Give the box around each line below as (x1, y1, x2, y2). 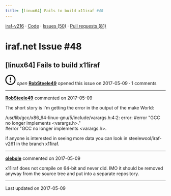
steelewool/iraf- (128, 135, 162, 141)
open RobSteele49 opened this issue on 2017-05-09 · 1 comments (16, 80, 157, 86)
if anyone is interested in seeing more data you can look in (5, 135, 128, 141)
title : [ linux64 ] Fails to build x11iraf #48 (5, 8, 103, 13)
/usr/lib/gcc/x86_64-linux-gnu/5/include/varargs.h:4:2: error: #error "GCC (5, 115, 160, 121)
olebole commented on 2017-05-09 (5, 155, 80, 161)
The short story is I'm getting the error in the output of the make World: (5, 104, 154, 110)
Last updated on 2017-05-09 (5, 185, 66, 191)
